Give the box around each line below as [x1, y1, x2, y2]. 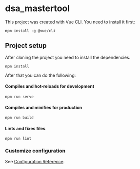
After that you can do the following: [5, 72, 76, 78]
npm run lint [5, 136, 32, 141]
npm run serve [5, 94, 34, 99]
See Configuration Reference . [5, 158, 65, 164]
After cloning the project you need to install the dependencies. [5, 54, 131, 60]
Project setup [5, 42, 47, 50]
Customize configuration [5, 148, 66, 154]
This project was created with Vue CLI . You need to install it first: [5, 19, 135, 25]
